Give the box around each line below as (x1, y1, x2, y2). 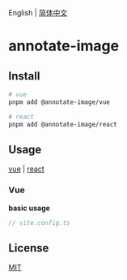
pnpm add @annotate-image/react (8, 120, 117, 128)
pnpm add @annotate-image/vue (8, 97, 111, 106)
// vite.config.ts (8, 218, 70, 226)
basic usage (8, 203, 51, 213)
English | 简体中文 (8, 8, 68, 17)
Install (8, 69, 40, 83)
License (8, 241, 49, 255)
